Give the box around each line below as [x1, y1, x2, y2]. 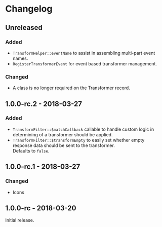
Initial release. [5, 217, 34, 223]
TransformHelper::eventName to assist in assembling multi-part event [12, 50, 155, 56]
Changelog [5, 3, 53, 15]
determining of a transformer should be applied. [12, 131, 113, 137]
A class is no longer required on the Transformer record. [12, 85, 130, 91]
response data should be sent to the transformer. [12, 142, 115, 148]
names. [12, 55, 28, 61]
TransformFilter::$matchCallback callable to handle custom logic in [12, 126, 154, 132]
